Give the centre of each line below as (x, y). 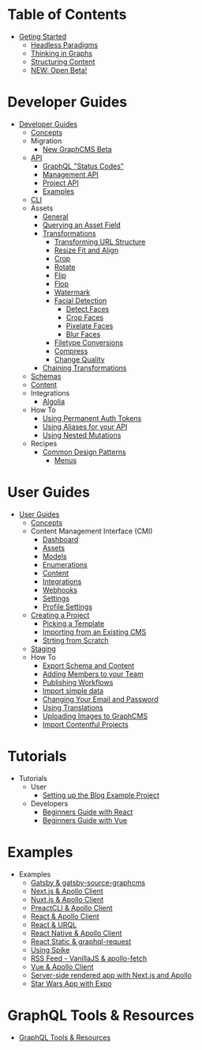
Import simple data (73, 691)
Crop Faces (85, 317)
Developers (49, 803)
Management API (71, 174)
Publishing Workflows (78, 682)
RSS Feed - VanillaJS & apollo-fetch (89, 958)
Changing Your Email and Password (100, 699)
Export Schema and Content (88, 665)
